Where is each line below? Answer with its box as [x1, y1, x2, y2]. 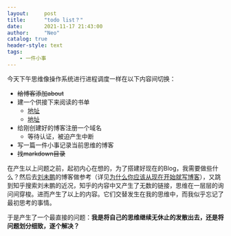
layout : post [7, 10, 57, 17]
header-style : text [7, 42, 63, 49]
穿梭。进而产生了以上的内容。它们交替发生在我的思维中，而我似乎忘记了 [19, 190, 224, 198]
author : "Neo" [7, 29, 60, 36]
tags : [7, 49, 23, 56]
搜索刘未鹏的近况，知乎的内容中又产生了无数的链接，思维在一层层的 [25, 181, 218, 189]
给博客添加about [16, 89, 64, 97]
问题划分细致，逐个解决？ [7, 222, 80, 230]
